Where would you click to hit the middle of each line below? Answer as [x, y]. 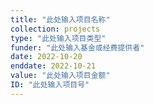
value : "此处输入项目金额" [60, 76]
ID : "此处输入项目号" [50, 85]
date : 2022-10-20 [46, 57]
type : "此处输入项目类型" [58, 38]
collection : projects [55, 29]
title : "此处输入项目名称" [60, 19]
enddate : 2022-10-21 [53, 66]
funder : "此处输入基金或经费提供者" [77, 47]
